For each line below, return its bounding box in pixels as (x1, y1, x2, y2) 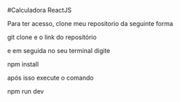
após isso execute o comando (7, 73, 94, 82)
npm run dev (7, 87, 44, 95)
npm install (7, 60, 39, 68)
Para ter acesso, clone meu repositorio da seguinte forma (7, 20, 174, 27)
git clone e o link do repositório (7, 33, 97, 41)
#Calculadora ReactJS (7, 6, 72, 14)
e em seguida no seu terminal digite (7, 47, 111, 54)
